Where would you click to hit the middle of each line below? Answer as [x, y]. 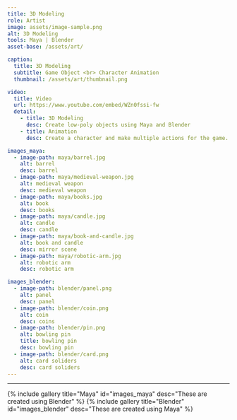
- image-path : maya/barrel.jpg [60, 157]
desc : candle [39, 230]
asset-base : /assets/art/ [45, 47]
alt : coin [35, 315]
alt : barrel [37, 164]
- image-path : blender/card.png [61, 354]
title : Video [33, 99]
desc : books [37, 210]
